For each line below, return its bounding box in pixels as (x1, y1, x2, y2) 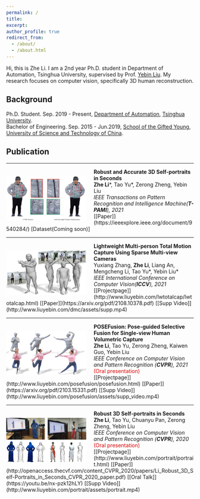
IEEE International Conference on (93, 274, 176, 281)
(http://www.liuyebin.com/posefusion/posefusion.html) (6, 380, 141, 387)
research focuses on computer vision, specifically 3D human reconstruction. (6, 77, 194, 84)
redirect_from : (6, 35, 44, 41)
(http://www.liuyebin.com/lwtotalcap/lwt (93, 293, 192, 300)
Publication (6, 147, 49, 157)
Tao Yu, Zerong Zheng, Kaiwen (112, 342, 188, 349)
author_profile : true (6, 29, 60, 35)
